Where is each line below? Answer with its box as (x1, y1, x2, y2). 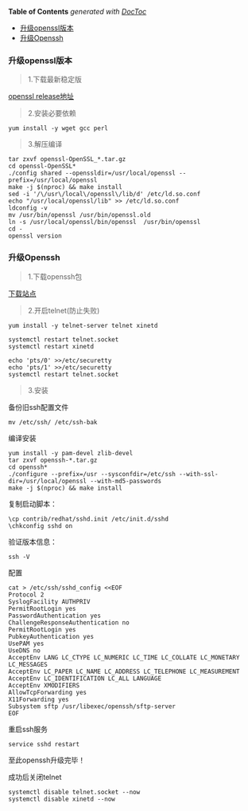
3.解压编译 (27, 140, 63, 149)
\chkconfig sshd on (8, 522, 73, 530)
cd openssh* (8, 463, 48, 471)
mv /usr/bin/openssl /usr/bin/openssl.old (8, 211, 151, 219)
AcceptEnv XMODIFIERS (8, 681, 80, 689)
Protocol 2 (8, 590, 45, 599)
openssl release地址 (8, 92, 74, 101)
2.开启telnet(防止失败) (27, 305, 100, 315)
